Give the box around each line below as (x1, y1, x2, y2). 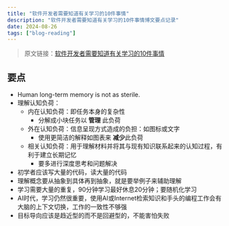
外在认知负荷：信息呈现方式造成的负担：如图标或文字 (27, 125, 180, 133)
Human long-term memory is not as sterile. (17, 91, 141, 99)
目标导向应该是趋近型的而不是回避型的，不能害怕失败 (17, 211, 170, 220)
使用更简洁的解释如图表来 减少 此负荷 (37, 133, 144, 142)
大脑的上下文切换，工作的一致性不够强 (17, 202, 127, 211)
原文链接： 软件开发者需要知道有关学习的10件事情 (24, 49, 165, 58)
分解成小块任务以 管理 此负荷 (37, 116, 121, 125)
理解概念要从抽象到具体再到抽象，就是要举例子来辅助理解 (17, 177, 182, 185)
